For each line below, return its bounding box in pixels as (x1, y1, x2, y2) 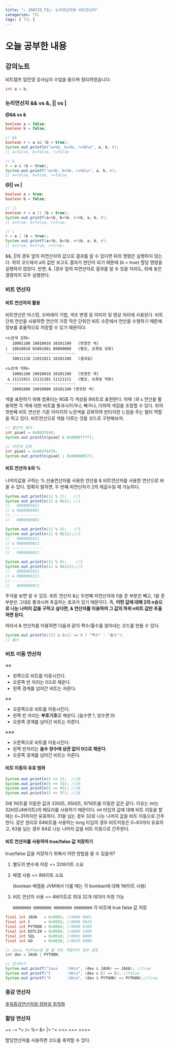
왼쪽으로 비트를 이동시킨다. (12, 673, 66, 679)
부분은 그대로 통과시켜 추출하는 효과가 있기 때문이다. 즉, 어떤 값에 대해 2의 (5, 599, 151, 605)
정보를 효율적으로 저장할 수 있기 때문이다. (5, 325, 87, 331)
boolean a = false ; (5, 121, 47, 126)
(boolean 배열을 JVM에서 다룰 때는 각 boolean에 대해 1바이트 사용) (12, 883, 146, 889)
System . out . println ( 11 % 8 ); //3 (5, 559, 83, 564)
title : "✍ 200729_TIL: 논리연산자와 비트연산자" (5, 7, 98, 13)
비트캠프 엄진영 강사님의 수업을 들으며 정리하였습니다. (5, 77, 111, 83)
